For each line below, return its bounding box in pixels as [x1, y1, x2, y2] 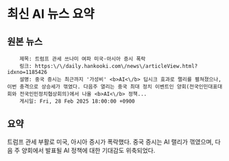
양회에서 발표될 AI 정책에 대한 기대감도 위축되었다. [21, 146, 156, 154]
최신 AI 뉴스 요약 [7, 6, 95, 22]
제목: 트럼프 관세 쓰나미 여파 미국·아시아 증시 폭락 [19, 55, 146, 62]
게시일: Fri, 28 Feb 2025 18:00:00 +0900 [19, 98, 135, 105]
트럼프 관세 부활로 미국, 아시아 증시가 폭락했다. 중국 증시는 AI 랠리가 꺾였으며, [7, 138, 214, 146]
